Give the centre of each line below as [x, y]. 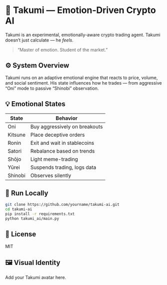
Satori [14, 151]
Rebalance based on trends [62, 151]
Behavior [66, 118]
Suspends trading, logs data [63, 167]
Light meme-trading [54, 159]
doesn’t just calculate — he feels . [39, 40]
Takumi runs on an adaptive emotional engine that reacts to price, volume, [81, 78]
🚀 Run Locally [27, 193]
